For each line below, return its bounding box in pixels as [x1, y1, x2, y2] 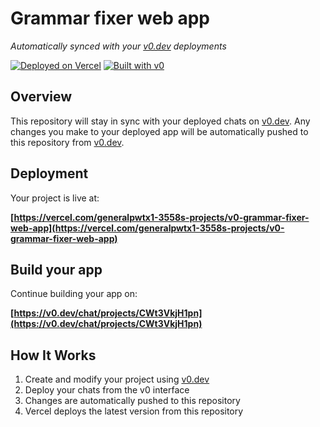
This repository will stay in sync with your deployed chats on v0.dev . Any [10, 115, 311, 127]
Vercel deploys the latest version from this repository [24, 405, 244, 417]
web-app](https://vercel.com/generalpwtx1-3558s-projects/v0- [10, 222, 285, 234]
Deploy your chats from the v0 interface [24, 384, 190, 396]
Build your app [10, 261, 103, 278]
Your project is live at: [10, 192, 100, 204]
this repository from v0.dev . [10, 136, 125, 148]
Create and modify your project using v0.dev [24, 373, 210, 386]
